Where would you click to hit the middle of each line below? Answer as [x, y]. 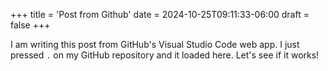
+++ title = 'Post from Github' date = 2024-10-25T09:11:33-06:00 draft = [160, 14]
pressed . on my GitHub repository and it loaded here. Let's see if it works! [165, 55]
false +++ [30, 25]
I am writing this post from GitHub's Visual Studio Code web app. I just [155, 44]
